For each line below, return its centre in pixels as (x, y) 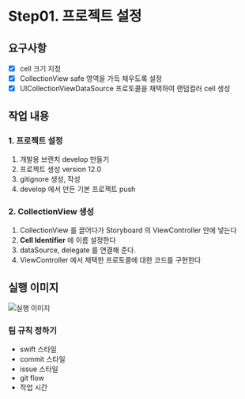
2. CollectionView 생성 (51, 211)
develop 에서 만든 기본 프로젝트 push (77, 189)
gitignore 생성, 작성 (50, 178)
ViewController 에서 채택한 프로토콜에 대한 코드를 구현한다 (110, 260)
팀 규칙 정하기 (33, 330)
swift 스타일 (38, 349)
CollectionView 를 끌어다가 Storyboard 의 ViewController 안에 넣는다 (128, 230)
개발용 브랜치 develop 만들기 (64, 159)
